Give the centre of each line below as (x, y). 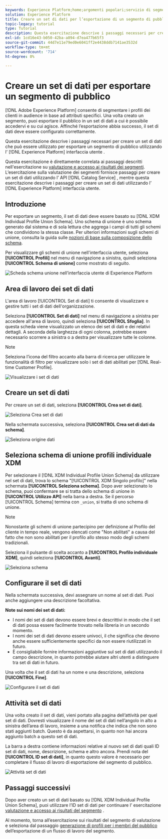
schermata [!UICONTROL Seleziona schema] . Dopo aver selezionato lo (79, 486)
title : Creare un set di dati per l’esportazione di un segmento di (78, 19)
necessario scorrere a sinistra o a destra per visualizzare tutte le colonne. (81, 337)
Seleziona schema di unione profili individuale (78, 455)
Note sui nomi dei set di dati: (35, 610)
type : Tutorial (21, 29)
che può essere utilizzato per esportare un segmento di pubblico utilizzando (84, 147)
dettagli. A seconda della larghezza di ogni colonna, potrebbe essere (76, 332)
